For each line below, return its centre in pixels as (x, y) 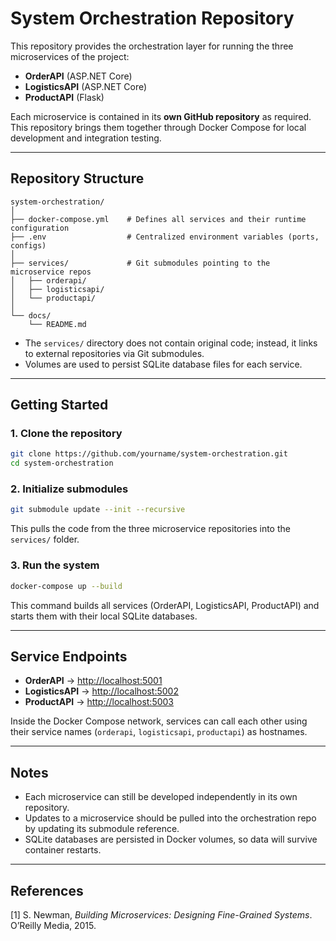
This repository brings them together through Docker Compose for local (158, 127)
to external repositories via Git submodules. (114, 353)
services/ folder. (45, 539)
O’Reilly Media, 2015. (53, 925)
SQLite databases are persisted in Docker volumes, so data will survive (171, 839)
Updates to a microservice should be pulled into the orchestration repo (170, 818)
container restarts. (63, 850)
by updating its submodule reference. (102, 829)
